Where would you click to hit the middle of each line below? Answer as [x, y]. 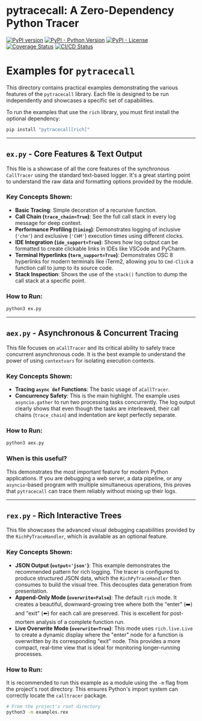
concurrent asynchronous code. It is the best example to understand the [96, 354]
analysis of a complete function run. [80, 621]
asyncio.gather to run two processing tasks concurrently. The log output [105, 402]
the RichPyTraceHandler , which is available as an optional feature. [87, 536]
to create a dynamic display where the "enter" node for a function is [99, 635]
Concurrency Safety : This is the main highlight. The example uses [97, 396]
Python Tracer [43, 23]
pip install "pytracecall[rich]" [48, 129]
